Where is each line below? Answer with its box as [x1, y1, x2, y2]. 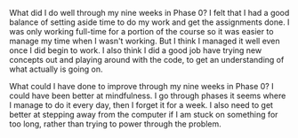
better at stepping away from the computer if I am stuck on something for [9, 110, 278, 119]
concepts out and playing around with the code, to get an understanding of [9, 55, 285, 65]
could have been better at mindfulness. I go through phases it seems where [9, 90, 286, 101]
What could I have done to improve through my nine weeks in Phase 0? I [9, 81, 274, 91]
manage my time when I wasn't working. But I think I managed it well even [9, 35, 280, 46]
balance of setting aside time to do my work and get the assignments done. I [9, 17, 290, 27]
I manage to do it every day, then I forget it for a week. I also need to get [9, 100, 274, 110]
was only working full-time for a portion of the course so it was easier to [9, 27, 274, 36]
